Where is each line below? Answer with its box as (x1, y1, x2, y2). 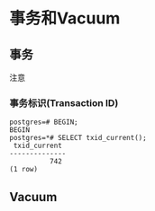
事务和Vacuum (9, 8, 121, 29)
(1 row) (9, 165, 39, 174)
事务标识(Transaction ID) (9, 96, 119, 109)
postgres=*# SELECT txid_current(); (9, 134, 147, 143)
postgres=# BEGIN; (9, 118, 78, 127)
